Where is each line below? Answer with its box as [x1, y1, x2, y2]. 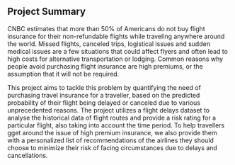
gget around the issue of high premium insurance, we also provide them [7, 128, 217, 137]
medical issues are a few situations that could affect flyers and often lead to [7, 47, 229, 55]
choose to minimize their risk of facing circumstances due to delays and [7, 143, 217, 152]
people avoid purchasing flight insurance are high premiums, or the [7, 62, 203, 70]
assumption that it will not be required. [7, 69, 120, 78]
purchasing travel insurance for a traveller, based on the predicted [7, 91, 200, 99]
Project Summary [7, 6, 86, 18]
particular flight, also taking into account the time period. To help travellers [7, 120, 225, 130]
